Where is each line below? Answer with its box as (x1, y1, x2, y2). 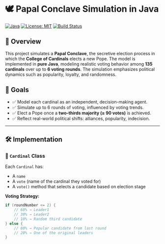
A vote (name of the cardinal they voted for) (12, 178, 101, 184)
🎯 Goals (5, 86, 29, 94)
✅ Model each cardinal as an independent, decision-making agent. (12, 99, 148, 105)
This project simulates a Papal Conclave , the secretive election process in (5, 50, 155, 56)
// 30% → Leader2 (14, 212, 50, 217)
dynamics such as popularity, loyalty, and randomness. (5, 71, 117, 77)
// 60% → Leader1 (14, 208, 50, 212)
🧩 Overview (5, 37, 41, 46)
